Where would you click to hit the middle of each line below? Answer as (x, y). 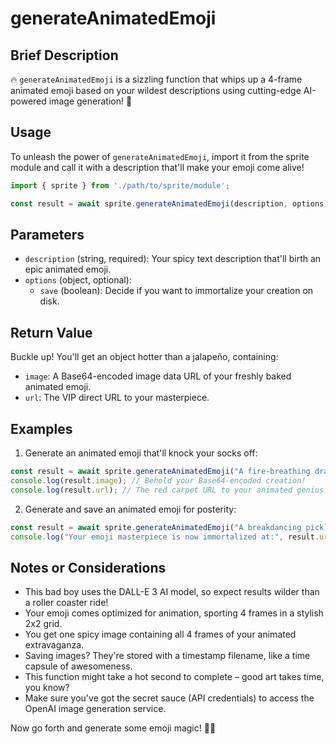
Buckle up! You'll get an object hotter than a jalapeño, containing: (144, 357)
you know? (47, 688)
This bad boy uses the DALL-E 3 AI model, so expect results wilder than (172, 592)
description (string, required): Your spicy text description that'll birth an (173, 259)
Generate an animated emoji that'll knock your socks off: (141, 453)
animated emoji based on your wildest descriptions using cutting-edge (156, 90)
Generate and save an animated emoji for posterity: (130, 509)
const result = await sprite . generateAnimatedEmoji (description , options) (169, 203)
